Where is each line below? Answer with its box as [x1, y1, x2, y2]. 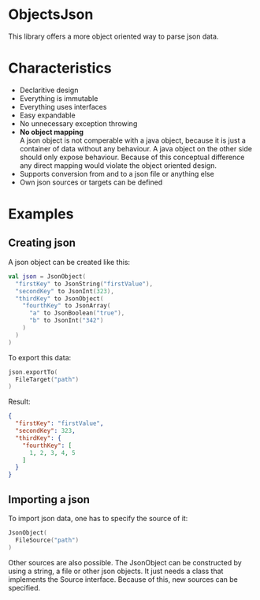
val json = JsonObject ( [8, 272, 87, 281]
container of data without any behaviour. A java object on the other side [19, 143, 252, 153]
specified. [8, 583, 41, 592]
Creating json [8, 237, 76, 250]
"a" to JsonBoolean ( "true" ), [28, 309, 125, 317]
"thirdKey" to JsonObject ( [15, 294, 104, 303]
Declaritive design [19, 85, 79, 95]
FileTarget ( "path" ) [15, 375, 80, 383]
